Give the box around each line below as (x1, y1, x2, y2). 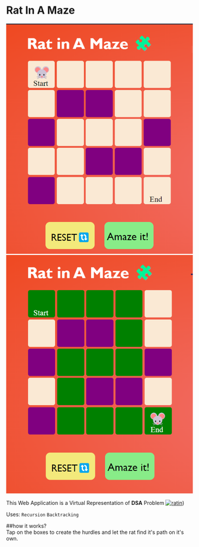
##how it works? (6, 522, 47, 529)
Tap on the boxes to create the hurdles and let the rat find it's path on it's (6, 529, 184, 536)
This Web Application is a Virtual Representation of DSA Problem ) (6, 499, 185, 506)
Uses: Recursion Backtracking (6, 511, 79, 518)
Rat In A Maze (6, 4, 75, 17)
